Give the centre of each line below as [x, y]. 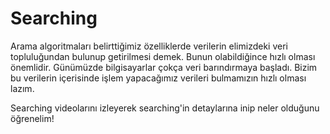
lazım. [22, 88]
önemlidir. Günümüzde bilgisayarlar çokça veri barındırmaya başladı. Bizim [164, 67]
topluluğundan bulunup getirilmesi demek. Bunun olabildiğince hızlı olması [163, 56]
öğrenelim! [32, 118]
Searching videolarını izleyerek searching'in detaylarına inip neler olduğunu [165, 108]
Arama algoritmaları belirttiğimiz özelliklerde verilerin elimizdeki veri [149, 46]
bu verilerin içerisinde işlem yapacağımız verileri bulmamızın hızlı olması [158, 78]
